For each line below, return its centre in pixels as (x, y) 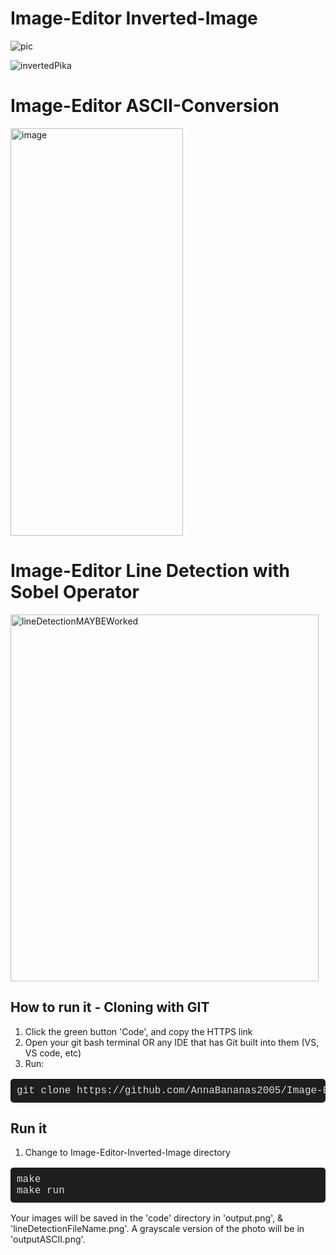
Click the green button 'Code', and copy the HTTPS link (138, 1031)
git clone (44, 1090)
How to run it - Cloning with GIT (110, 1007)
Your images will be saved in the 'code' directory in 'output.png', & (147, 1218)
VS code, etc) (53, 1053)
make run (40, 1191)
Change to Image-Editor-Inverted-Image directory (127, 1153)
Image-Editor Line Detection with (150, 571)
